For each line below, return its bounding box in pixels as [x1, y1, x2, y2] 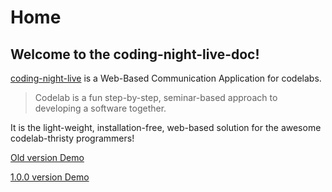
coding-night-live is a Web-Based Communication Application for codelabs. [10, 72, 322, 84]
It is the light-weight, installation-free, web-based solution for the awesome [10, 122, 322, 133]
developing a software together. [34, 102, 167, 114]
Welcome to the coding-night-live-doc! [10, 46, 260, 63]
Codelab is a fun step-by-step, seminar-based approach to [34, 92, 278, 103]
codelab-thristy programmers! [10, 132, 135, 144]
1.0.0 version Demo [10, 171, 90, 183]
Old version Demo [10, 152, 85, 163]
